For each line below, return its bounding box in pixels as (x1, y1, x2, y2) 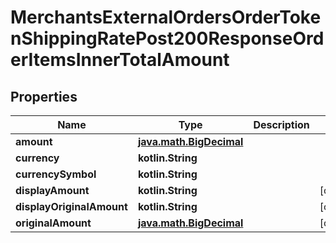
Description (253, 118, 310, 131)
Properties (10, 88, 78, 105)
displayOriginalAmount (15, 200, 128, 213)
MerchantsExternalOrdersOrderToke (10, 6, 322, 29)
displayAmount (15, 184, 90, 197)
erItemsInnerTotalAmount (10, 49, 230, 71)
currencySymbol (15, 167, 97, 181)
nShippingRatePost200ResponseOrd (10, 27, 325, 50)
